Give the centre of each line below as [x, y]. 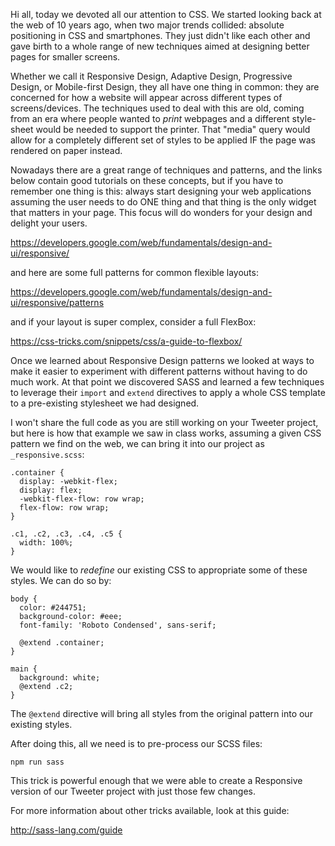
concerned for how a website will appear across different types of [146, 97]
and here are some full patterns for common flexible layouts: [134, 272]
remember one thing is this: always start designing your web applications [161, 191]
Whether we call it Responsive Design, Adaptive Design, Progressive [151, 76]
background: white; [60, 678]
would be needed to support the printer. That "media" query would [173, 129]
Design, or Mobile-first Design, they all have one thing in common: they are [165, 87]
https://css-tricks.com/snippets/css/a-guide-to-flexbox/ [126, 341]
